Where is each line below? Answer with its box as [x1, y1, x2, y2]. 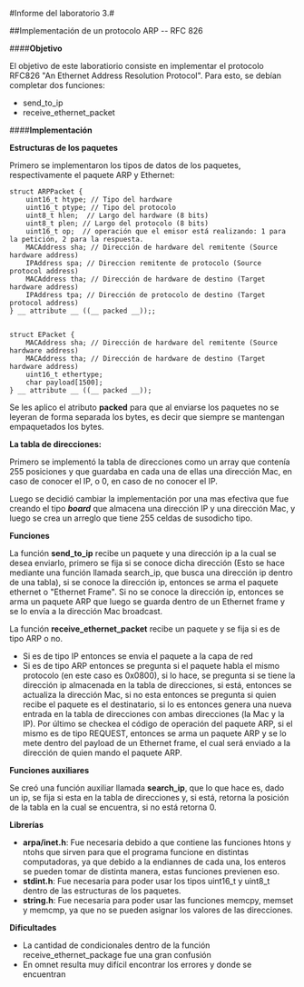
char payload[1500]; [25, 378, 103, 387]
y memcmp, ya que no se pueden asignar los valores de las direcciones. [22, 904, 293, 915]
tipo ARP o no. [9, 633, 64, 643]
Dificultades [9, 922, 57, 932]
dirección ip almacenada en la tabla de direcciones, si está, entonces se [22, 680, 292, 690]
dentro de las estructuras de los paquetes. [22, 885, 181, 896]
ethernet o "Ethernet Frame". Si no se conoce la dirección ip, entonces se [9, 586, 284, 597]
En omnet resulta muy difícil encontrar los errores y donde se [22, 959, 252, 970]
